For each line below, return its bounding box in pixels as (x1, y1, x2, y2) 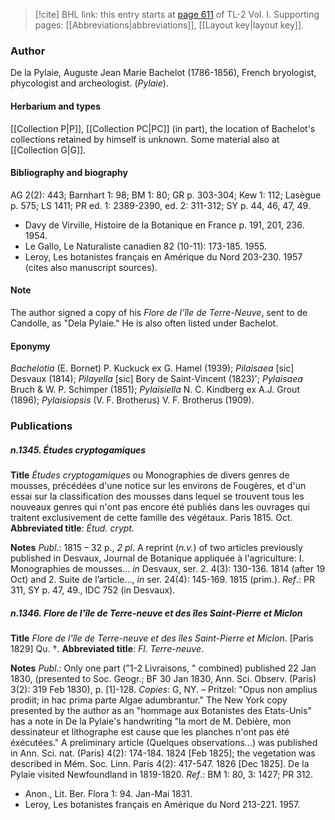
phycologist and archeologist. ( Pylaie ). (10, 77, 169, 89)
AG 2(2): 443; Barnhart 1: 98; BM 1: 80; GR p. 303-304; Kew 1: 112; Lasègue (10, 189, 322, 201)
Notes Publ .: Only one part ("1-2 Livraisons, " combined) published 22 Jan (10, 662, 317, 674)
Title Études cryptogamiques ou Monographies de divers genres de (10, 469, 290, 481)
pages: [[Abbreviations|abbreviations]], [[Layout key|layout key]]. (34, 19, 305, 31)
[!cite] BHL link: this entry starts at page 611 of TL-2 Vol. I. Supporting (34, 9, 320, 20)
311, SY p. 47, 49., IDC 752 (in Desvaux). (10, 584, 176, 596)
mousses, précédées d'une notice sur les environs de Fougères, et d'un (10, 480, 307, 491)
